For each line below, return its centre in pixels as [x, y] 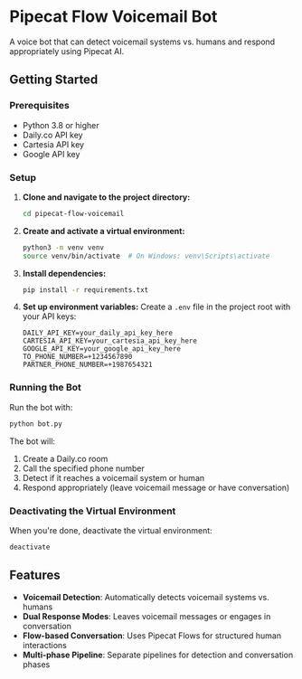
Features [35, 575]
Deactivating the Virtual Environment [93, 511]
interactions [45, 645]
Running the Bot [45, 388]
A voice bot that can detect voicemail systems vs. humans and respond [142, 42]
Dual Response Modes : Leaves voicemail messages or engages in [146, 616]
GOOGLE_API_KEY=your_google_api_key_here [101, 349]
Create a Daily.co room [65, 458]
